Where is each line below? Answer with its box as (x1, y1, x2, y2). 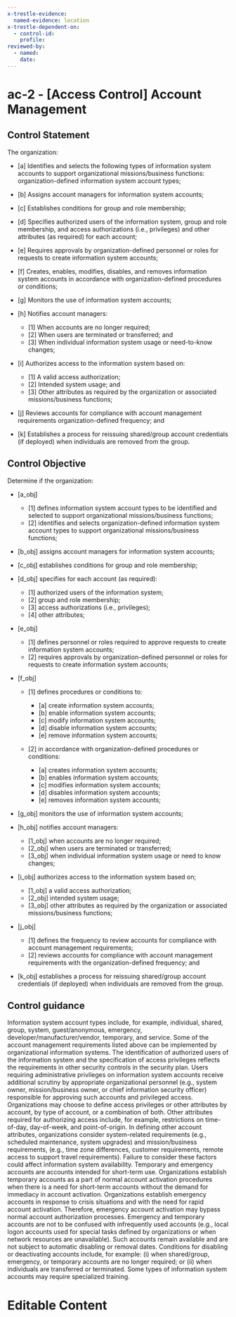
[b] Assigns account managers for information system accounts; (17, 190, 204, 198)
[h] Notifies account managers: (17, 309, 108, 317)
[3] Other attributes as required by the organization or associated (27, 388, 217, 396)
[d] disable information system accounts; (38, 723, 157, 732)
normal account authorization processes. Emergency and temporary (7, 1213, 205, 1221)
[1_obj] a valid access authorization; (27, 886, 132, 894)
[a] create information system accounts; (38, 701, 155, 709)
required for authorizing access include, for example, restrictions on (7, 1116, 204, 1124)
